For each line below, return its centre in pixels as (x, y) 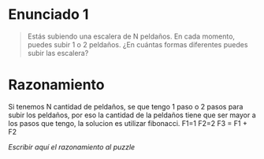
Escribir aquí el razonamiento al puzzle (72, 146)
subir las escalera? (58, 53)
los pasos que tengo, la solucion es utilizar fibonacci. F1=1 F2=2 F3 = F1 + (128, 123)
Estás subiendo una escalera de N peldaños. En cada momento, (131, 36)
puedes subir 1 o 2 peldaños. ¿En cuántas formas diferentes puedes (138, 44)
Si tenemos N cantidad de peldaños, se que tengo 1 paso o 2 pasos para (126, 106)
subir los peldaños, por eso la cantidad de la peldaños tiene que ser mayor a (132, 115)
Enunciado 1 (48, 15)
